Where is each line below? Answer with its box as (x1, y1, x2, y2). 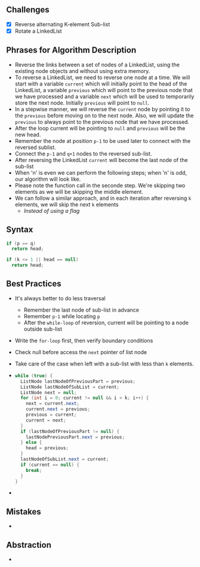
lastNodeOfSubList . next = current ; (20, 456, 109, 462)
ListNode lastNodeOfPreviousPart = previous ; (20, 378, 136, 385)
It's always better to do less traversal (14, 294, 106, 301)
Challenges (6, 5, 50, 15)
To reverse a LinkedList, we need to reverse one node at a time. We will (14, 74, 190, 81)
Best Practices (6, 279, 61, 289)
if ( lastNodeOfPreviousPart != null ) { (20, 428, 120, 434)
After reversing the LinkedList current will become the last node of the (14, 156, 188, 163)
